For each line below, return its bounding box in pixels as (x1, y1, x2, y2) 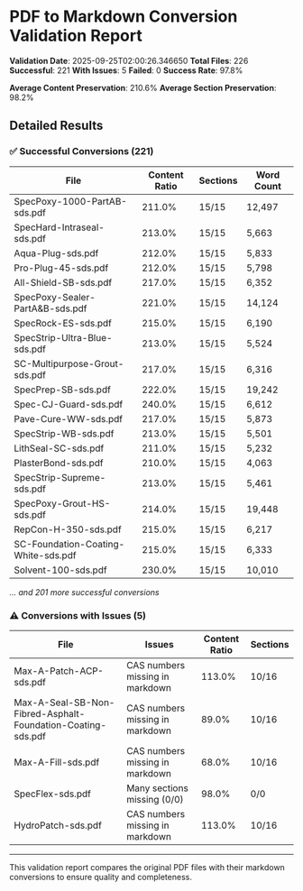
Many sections (125, 782, 189, 795)
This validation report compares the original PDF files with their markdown (9, 861, 286, 872)
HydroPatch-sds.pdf (14, 819, 102, 831)
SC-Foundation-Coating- (14, 537, 125, 550)
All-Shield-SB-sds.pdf (14, 276, 113, 289)
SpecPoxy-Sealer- (14, 290, 96, 303)
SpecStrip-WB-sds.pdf (14, 427, 115, 439)
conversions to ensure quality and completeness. (9, 871, 192, 882)
